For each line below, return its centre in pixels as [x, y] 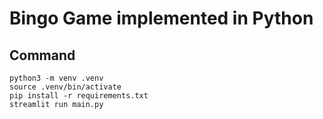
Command [42, 55]
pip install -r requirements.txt [79, 96]
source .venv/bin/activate [65, 87]
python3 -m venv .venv [56, 78]
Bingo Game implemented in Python [161, 18]
